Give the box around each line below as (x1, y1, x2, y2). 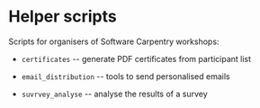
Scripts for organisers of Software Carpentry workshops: (8, 36, 220, 47)
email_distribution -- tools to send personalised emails (21, 70, 230, 82)
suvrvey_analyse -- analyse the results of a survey (21, 88, 208, 99)
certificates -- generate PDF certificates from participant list (21, 53, 252, 64)
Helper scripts (8, 6, 118, 27)
